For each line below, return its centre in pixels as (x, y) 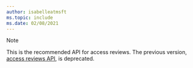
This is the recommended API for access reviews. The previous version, (97, 52)
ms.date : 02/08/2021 (33, 23)
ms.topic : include (30, 18)
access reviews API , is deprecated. (50, 59)
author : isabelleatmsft (37, 12)
